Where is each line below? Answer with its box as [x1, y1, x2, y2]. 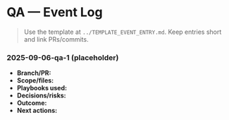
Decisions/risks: [16, 91, 66, 100]
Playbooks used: [16, 84, 68, 92]
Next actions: [16, 107, 58, 115]
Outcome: [16, 99, 47, 107]
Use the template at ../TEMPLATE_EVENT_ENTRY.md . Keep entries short [23, 28, 222, 36]
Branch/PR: [16, 68, 51, 78]
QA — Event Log [6, 4, 103, 20]
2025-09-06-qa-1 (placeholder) [6, 52, 119, 62]
